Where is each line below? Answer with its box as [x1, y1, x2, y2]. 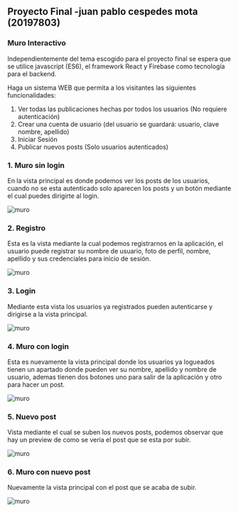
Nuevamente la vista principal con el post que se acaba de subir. [7, 484, 197, 492]
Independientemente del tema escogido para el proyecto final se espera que [7, 54, 231, 63]
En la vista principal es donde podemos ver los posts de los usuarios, [7, 176, 210, 184]
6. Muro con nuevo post [7, 467, 91, 477]
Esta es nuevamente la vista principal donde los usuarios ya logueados [7, 357, 215, 366]
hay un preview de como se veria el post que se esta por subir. [7, 436, 191, 444]
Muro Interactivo [7, 38, 66, 48]
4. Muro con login [7, 341, 70, 351]
